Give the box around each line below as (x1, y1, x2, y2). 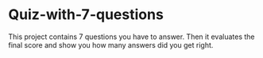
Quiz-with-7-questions (8, 6, 164, 24)
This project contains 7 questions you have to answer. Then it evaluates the (8, 32, 255, 41)
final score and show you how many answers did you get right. (8, 40, 214, 49)
